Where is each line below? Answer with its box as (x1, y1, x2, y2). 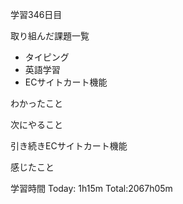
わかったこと (10, 98, 63, 109)
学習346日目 (10, 9, 63, 20)
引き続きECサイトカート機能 (10, 140, 128, 152)
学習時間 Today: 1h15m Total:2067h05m (10, 183, 173, 194)
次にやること (10, 119, 63, 130)
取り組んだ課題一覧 (10, 30, 90, 42)
